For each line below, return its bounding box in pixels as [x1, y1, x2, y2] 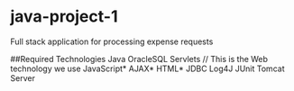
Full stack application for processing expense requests [10, 36, 214, 47]
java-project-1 [10, 6, 118, 27]
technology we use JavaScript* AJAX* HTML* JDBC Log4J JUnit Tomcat [10, 63, 285, 74]
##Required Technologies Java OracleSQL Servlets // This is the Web [10, 53, 269, 64]
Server [10, 72, 35, 83]
